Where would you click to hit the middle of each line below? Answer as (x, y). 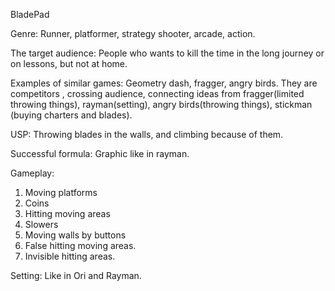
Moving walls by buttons (75, 235)
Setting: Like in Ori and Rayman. (76, 275)
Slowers (41, 224)
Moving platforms (61, 192)
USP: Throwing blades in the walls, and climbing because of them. (147, 134)
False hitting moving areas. (80, 245)
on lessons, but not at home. (69, 63)
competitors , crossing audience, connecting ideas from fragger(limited (157, 93)
